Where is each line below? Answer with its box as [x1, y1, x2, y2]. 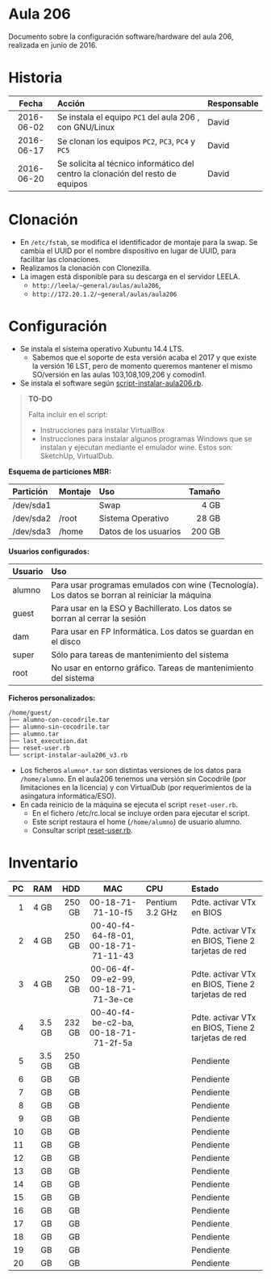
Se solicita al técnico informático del [56, 158, 194, 169]
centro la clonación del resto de [56, 167, 177, 179]
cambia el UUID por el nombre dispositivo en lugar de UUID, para [19, 246, 236, 255]
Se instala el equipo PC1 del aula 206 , [56, 111, 200, 122]
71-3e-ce [92, 994, 134, 1005]
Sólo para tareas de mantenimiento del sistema [51, 648, 229, 660]
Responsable [207, 98, 259, 109]
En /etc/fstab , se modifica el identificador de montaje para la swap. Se [19, 237, 258, 247]
